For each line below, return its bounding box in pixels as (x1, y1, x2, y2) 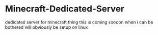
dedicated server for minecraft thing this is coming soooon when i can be (5, 19, 154, 25)
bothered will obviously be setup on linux (5, 24, 88, 30)
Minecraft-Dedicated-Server (5, 3, 125, 14)
